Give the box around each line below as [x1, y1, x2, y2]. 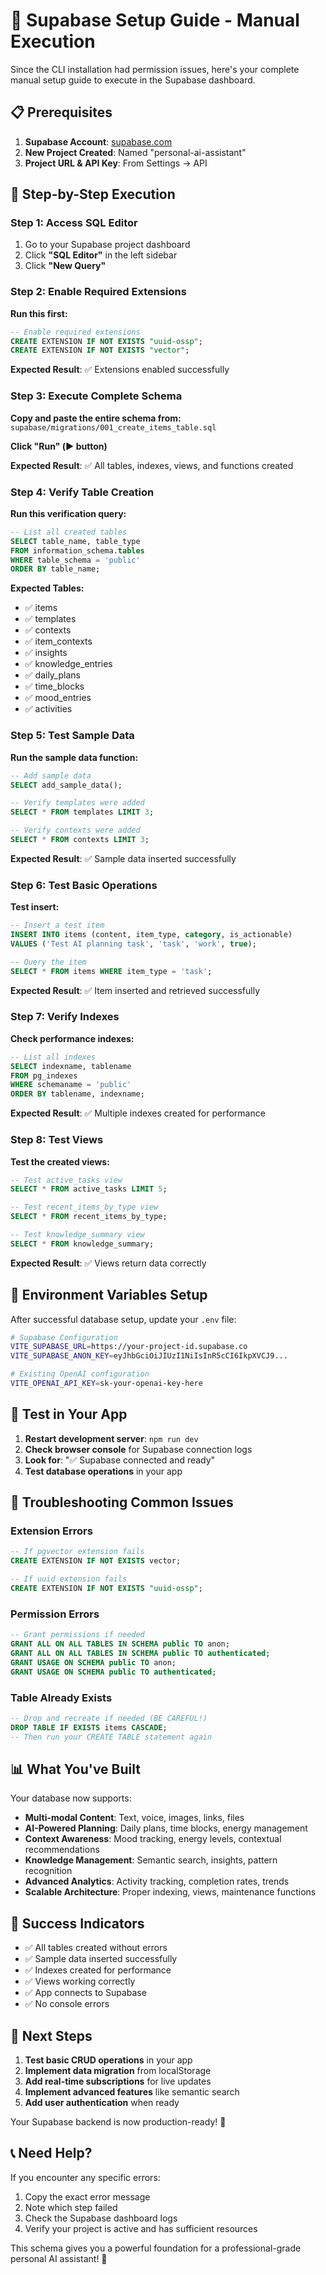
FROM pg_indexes [10, 1070, 78, 1081]
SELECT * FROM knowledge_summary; [10, 1239, 155, 1249]
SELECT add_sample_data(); [10, 780, 123, 790]
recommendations [24, 1844, 100, 1856]
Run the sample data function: [10, 751, 139, 763]
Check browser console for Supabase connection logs [24, 1443, 253, 1455]
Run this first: [10, 307, 68, 319]
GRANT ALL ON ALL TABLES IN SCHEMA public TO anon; [10, 1639, 230, 1649]
